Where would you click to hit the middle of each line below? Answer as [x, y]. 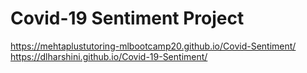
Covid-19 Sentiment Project [127, 18]
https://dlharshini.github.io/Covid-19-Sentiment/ [109, 56]
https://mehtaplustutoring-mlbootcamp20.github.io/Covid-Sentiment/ [153, 46]
